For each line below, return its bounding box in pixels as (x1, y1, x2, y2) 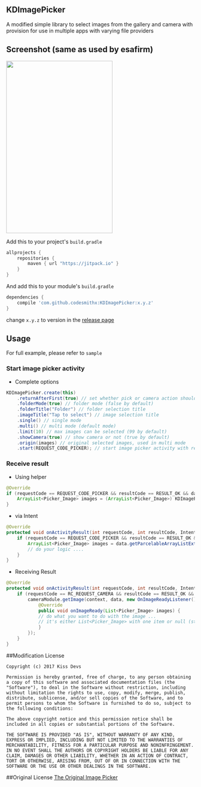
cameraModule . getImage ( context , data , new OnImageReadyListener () (28, 596, 197, 602)
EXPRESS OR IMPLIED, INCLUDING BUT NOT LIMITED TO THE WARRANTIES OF (6, 737, 184, 743)
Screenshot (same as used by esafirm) (6, 44, 154, 55)
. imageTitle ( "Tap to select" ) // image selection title (17, 412, 160, 418)
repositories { (17, 255, 55, 261)
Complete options (14, 378, 59, 385)
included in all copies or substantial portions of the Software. (6, 721, 175, 727)
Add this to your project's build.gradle (6, 238, 103, 245)
